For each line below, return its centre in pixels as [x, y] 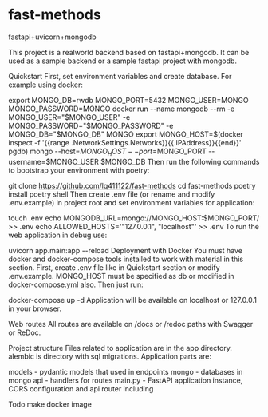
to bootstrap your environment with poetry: [79, 170]
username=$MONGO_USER [54, 161]
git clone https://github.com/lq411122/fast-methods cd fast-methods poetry [132, 185]
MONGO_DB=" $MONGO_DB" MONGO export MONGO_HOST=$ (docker [126, 134]
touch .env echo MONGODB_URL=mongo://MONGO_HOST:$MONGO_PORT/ [134, 218]
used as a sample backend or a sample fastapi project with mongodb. [123, 61]
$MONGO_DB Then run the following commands [180, 161]
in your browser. [35, 308]
